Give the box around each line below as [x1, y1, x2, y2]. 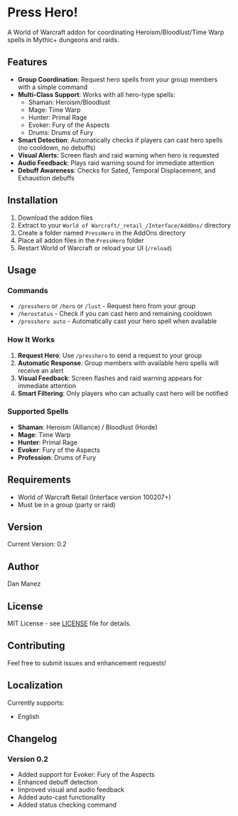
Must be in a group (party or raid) [17, 500, 116, 509]
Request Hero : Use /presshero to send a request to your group [17, 351, 202, 359]
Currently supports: [7, 698, 65, 707]
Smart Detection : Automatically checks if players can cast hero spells [17, 136, 223, 144]
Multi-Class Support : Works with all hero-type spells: [17, 90, 175, 98]
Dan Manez [7, 579, 41, 588]
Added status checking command [17, 800, 117, 810]
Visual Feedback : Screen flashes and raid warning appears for [17, 374, 202, 382]
